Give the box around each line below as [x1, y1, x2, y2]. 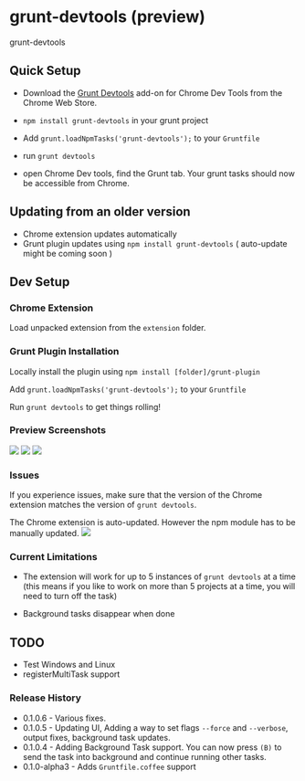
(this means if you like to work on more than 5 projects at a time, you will [22, 581, 296, 592]
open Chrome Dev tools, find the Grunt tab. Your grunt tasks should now [22, 167, 295, 179]
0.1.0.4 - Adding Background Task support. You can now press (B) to [22, 742, 282, 753]
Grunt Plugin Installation [9, 345, 120, 358]
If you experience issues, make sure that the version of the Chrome [9, 490, 263, 501]
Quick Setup [9, 63, 81, 79]
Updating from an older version [9, 204, 191, 220]
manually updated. [9, 528, 79, 539]
